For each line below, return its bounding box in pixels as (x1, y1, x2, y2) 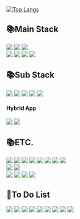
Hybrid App (6, 104, 37, 112)
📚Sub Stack (6, 70, 55, 81)
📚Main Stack (6, 24, 59, 35)
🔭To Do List (6, 190, 51, 200)
